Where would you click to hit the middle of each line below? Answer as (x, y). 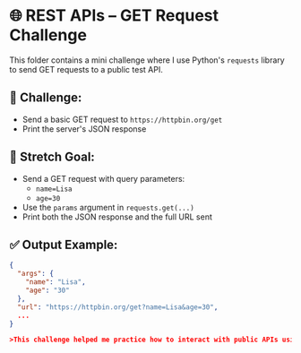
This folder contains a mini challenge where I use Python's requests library (147, 60)
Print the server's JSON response (84, 129)
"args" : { (35, 274)
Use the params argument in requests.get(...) (108, 207)
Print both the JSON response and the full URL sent (117, 217)
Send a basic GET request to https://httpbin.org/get (122, 119)
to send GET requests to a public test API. (86, 69)
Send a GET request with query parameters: (103, 178)
